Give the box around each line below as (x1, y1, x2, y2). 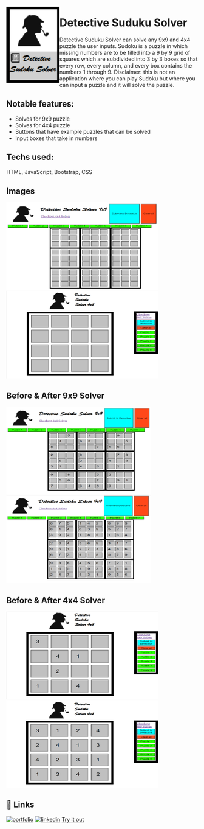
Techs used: (6, 152, 54, 163)
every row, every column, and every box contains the (59, 61, 192, 69)
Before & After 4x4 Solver (6, 595, 105, 606)
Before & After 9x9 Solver (6, 390, 105, 401)
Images (6, 186, 35, 196)
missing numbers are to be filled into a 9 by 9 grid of (59, 49, 191, 56)
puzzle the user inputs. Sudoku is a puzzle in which (59, 42, 188, 49)
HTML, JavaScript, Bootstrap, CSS (6, 168, 93, 175)
